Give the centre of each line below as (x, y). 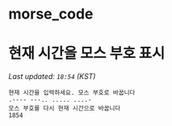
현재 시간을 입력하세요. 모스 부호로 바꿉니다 (72, 93)
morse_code (51, 14)
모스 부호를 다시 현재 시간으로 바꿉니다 (65, 109)
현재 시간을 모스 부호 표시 (87, 54)
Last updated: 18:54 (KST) (52, 77)
